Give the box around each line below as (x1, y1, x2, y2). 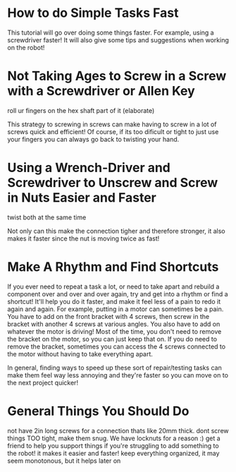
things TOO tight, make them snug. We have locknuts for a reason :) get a (7, 434, 221, 442)
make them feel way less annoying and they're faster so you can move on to (7, 370, 229, 379)
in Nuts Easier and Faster (7, 190, 156, 206)
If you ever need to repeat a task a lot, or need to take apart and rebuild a (7, 282, 220, 291)
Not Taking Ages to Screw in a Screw (7, 68, 227, 84)
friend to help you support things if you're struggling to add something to (7, 441, 220, 449)
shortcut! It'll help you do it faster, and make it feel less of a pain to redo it (7, 297, 221, 305)
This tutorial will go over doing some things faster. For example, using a (7, 28, 214, 37)
